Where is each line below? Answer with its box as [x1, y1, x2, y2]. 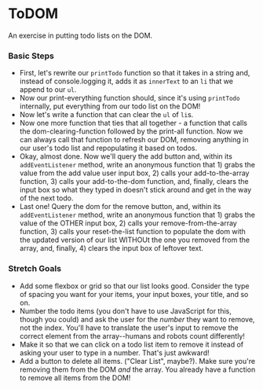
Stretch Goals [8, 263, 61, 274]
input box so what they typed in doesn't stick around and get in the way [19, 185, 252, 195]
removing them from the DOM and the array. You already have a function [19, 365, 256, 374]
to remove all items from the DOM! [19, 372, 131, 382]
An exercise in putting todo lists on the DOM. [8, 31, 153, 40]
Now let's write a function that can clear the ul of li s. [19, 110, 194, 119]
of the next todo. [19, 193, 74, 203]
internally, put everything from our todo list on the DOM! [19, 101, 201, 111]
